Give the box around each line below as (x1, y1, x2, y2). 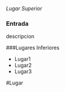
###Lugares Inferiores (6, 44, 60, 52)
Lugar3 (14, 68, 32, 75)
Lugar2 (14, 62, 32, 69)
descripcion (6, 33, 35, 40)
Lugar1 (14, 56, 31, 63)
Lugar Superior (6, 5, 42, 12)
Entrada (6, 19, 29, 28)
